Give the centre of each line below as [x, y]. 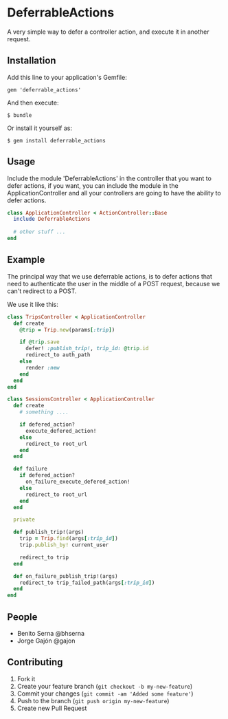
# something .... [44, 412]
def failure [31, 469]
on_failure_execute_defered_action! [78, 482]
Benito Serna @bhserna [50, 633]
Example [26, 260]
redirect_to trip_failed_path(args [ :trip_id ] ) [87, 583]
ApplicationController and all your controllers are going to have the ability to [114, 193]
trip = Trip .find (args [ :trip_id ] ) [69, 539]
